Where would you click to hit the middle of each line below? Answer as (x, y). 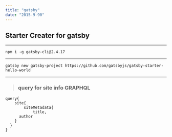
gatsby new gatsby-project (34, 66)
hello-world (18, 70)
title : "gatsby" (23, 10)
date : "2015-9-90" (25, 15)
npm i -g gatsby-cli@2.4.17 (35, 52)
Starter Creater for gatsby (47, 36)
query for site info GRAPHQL (54, 88)
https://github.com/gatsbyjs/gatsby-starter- (114, 66)
